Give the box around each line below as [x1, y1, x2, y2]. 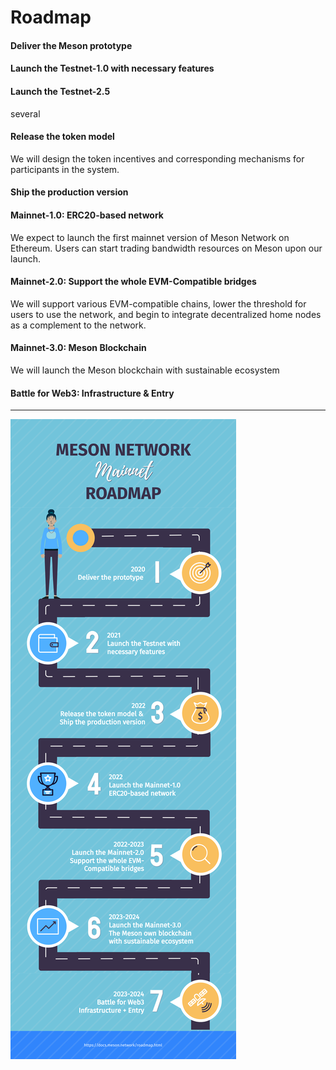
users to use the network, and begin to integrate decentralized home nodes [10, 308, 322, 320]
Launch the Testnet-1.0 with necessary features [10, 62, 215, 75]
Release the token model [10, 131, 115, 143]
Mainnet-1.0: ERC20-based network [10, 209, 164, 221]
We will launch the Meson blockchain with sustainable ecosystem [10, 364, 280, 376]
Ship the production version [10, 186, 129, 198]
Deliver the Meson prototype [10, 39, 133, 51]
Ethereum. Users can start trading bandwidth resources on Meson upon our [10, 242, 323, 254]
